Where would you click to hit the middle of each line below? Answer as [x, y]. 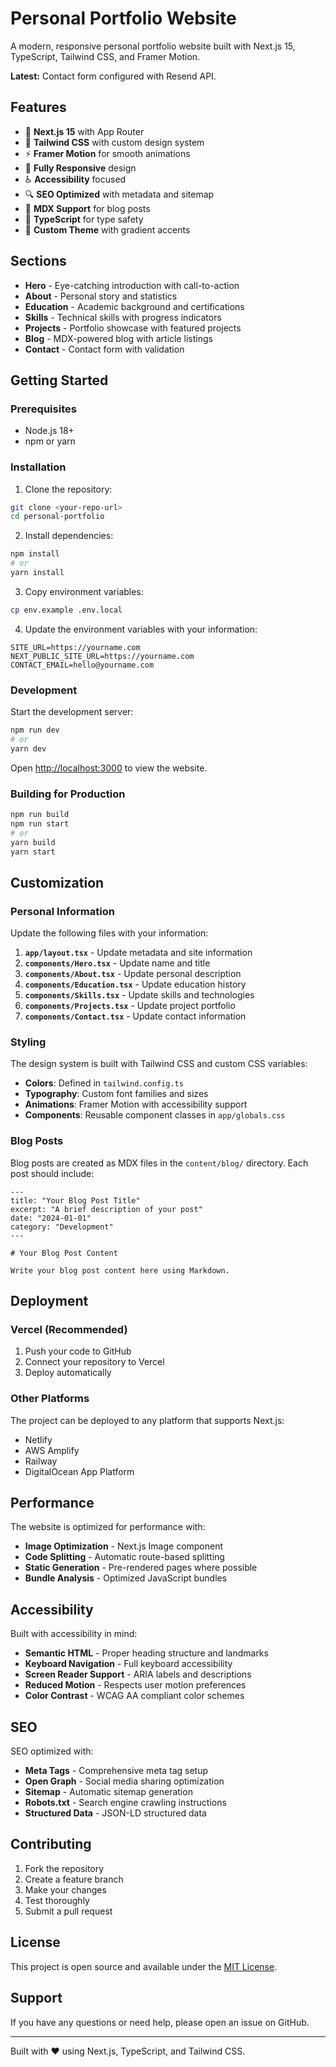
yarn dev [28, 748]
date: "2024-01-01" [51, 1218]
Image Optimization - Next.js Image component [124, 1546]
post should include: [52, 1173]
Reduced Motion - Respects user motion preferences [135, 1685]
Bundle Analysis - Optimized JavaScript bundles [126, 1578]
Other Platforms [50, 1399]
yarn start [33, 852]
